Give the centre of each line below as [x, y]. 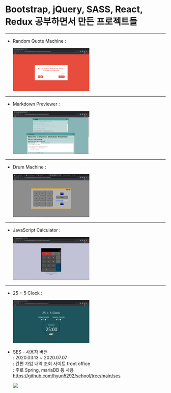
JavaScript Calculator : [37, 230]
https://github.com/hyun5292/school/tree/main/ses [66, 376]
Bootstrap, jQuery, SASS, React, [74, 9]
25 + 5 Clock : [27, 293]
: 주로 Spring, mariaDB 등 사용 [43, 370]
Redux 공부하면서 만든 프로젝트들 [72, 22]
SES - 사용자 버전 [30, 352]
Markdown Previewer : [36, 104]
